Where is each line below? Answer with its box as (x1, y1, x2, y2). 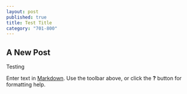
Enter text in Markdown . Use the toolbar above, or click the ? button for (6, 75, 182, 82)
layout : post (6, 8, 39, 15)
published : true (6, 14, 47, 20)
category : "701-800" (6, 25, 58, 32)
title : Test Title (6, 20, 52, 26)
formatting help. (6, 81, 46, 88)
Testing (6, 63, 25, 70)
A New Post (6, 47, 51, 57)
